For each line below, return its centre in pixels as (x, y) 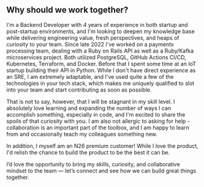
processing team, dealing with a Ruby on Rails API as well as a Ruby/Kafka (100, 51)
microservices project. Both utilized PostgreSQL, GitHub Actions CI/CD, (96, 57)
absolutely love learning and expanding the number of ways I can (89, 108)
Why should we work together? (67, 10)
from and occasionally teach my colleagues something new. (82, 134)
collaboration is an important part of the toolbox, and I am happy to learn (98, 127)
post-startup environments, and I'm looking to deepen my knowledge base (100, 31)
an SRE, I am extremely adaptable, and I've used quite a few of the (90, 76)
